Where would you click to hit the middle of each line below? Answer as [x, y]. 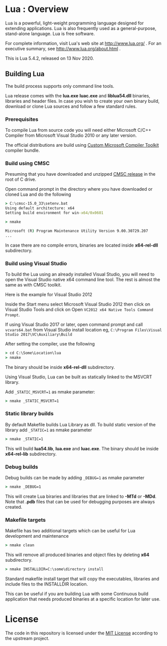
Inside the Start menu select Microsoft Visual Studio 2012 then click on [78, 304]
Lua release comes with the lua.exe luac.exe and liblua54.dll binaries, [78, 95]
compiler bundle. [22, 150]
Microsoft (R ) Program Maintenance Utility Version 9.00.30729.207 [77, 231]
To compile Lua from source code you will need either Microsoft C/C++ [78, 130]
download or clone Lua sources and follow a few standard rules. [71, 106]
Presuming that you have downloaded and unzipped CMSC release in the [80, 174]
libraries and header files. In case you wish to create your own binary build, [82, 101]
